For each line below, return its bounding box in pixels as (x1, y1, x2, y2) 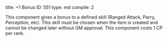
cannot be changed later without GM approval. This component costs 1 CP (5, 25, 163, 31)
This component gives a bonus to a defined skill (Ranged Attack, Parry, (5, 14, 156, 20)
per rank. (5, 30, 25, 36)
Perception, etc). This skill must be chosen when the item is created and (5, 20, 158, 25)
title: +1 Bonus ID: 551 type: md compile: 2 (5, 5, 94, 10)
